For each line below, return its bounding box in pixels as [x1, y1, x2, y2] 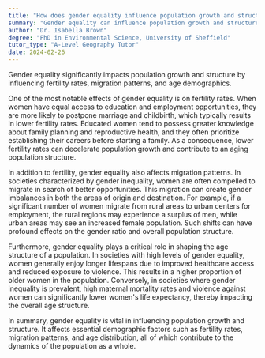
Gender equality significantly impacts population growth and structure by [8, 70, 246, 79]
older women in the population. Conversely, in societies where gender [8, 276, 236, 285]
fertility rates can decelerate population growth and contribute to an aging [8, 144, 248, 153]
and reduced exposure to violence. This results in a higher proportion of [8, 267, 242, 277]
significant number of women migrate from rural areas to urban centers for [8, 202, 251, 210]
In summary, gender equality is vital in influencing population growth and [8, 316, 244, 325]
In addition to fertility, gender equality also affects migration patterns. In [8, 168, 241, 177]
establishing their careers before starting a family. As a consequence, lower [8, 136, 254, 145]
